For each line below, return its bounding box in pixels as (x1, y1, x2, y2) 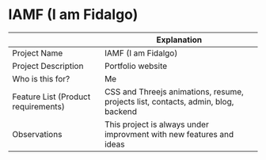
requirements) (12, 101, 65, 112)
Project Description (12, 60, 84, 71)
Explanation (156, 34, 203, 45)
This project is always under (104, 119, 210, 130)
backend (104, 105, 137, 116)
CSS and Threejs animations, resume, (104, 86, 244, 97)
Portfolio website (104, 60, 168, 71)
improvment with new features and (104, 128, 234, 139)
